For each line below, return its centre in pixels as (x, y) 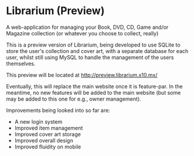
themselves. (21, 64)
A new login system (39, 121)
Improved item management (49, 128)
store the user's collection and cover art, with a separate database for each (97, 51)
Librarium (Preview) (55, 11)
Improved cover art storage (48, 134)
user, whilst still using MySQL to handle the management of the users (90, 57)
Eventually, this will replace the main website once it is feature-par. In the (95, 86)
